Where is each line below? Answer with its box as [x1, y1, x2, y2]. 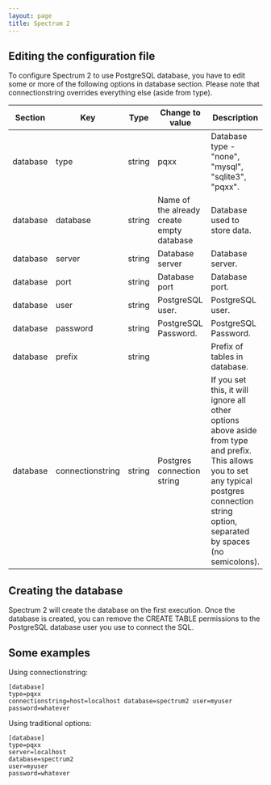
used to [211, 215, 240, 226]
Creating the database [8, 584, 123, 597]
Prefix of [211, 341, 244, 352]
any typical [211, 475, 252, 487]
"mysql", [211, 161, 244, 172]
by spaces [211, 536, 250, 547]
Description [212, 112, 259, 124]
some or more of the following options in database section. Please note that [8, 79, 260, 89]
